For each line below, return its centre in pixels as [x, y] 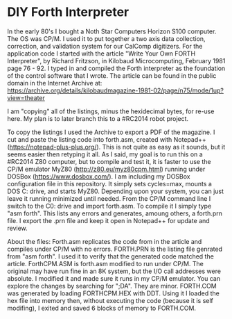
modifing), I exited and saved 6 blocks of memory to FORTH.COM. [101, 308]
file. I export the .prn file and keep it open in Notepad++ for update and [108, 220]
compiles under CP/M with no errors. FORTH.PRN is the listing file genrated [115, 249]
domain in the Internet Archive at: [55, 83]
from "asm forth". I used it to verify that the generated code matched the [111, 256]
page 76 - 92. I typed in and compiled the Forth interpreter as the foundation [116, 68]
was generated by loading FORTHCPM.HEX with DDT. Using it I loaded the [113, 293]
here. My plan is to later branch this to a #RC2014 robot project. [98, 118]
